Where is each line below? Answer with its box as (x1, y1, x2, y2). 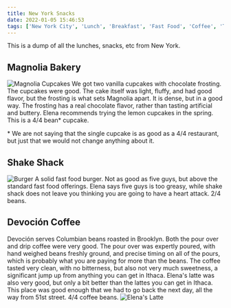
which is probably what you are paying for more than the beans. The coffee (7, 257, 221, 265)
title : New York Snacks (7, 10, 76, 17)
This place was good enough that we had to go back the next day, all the (7, 285, 213, 294)
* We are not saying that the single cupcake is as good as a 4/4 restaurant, (7, 130, 219, 138)
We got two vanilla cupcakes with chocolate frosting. (71, 80, 222, 88)
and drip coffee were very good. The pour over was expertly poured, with (7, 241, 215, 250)
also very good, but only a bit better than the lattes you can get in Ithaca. (7, 279, 213, 287)
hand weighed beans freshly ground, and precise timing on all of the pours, (7, 249, 221, 257)
